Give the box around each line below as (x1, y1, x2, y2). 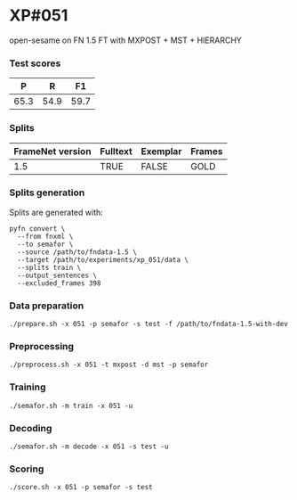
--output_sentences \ (17, 271, 98, 280)
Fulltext (100, 144, 133, 157)
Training (9, 381, 46, 393)
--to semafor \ (17, 240, 74, 249)
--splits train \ (17, 263, 82, 272)
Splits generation (9, 186, 85, 199)
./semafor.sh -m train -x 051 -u (9, 401, 133, 410)
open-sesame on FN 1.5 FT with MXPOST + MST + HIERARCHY (9, 35, 243, 45)
